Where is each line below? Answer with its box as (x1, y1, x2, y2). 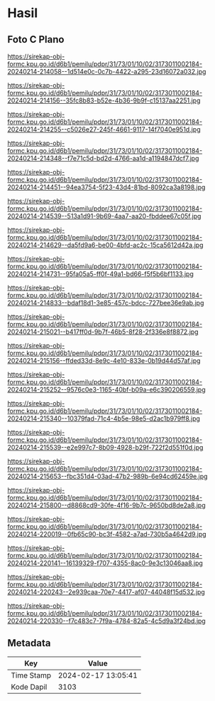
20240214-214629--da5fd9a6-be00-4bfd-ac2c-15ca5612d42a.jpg (7, 241, 204, 249)
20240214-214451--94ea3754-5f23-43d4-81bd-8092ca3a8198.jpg (7, 183, 206, 191)
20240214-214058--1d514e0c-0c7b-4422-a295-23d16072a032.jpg (7, 68, 206, 75)
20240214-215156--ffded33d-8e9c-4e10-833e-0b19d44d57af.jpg (7, 357, 201, 364)
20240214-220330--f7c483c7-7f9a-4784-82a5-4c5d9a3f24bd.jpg (7, 617, 206, 625)
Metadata (7, 637, 51, 649)
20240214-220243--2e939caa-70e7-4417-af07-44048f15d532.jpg (7, 588, 206, 596)
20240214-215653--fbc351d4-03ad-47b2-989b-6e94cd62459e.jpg (7, 472, 208, 480)
